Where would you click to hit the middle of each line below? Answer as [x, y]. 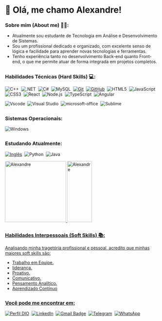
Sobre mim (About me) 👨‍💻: [37, 25]
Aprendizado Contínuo [35, 288]
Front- [145, 57]
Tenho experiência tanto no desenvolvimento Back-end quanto [75, 57]
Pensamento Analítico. [35, 283]
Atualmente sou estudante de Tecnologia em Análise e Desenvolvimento [84, 36]
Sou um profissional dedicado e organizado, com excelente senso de [81, 46]
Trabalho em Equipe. [33, 262]
